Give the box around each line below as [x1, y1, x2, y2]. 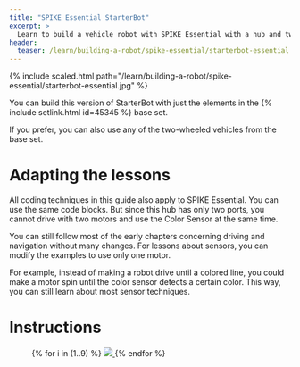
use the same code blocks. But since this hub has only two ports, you [9, 204, 265, 215]
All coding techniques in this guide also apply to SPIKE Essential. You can [9, 195, 279, 205]
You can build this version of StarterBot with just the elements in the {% [9, 97, 272, 108]
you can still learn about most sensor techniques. [9, 287, 190, 297]
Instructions [9, 318, 102, 338]
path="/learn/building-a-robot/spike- [96, 71, 232, 81]
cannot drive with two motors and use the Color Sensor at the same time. [9, 213, 279, 224]
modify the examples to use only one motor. [9, 250, 171, 261]
